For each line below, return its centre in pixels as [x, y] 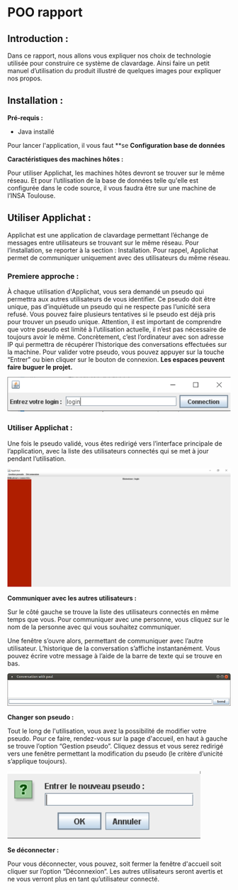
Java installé [36, 132]
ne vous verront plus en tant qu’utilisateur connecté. [83, 879]
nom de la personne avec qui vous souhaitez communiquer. [95, 627]
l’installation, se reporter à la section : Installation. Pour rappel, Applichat [113, 250]
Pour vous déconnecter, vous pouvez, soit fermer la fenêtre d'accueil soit [114, 864]
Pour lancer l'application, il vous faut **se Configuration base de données [116, 145]
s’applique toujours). [37, 761]
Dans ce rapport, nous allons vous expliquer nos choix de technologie [109, 55]
